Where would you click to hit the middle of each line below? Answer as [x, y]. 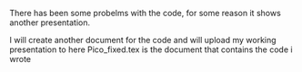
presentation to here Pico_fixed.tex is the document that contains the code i [151, 49]
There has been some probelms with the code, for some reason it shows [146, 13]
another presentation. [50, 22]
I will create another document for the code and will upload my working [143, 40]
